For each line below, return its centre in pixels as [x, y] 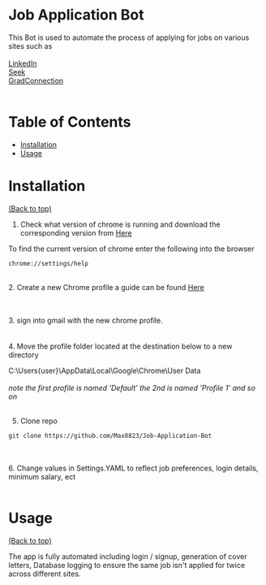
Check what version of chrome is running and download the [120, 224]
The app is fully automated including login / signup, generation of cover [128, 556]
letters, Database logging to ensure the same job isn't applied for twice [127, 565]
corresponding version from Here [76, 232]
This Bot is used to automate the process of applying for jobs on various [129, 37]
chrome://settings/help [49, 263]
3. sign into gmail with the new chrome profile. [86, 320]
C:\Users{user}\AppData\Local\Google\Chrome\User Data [105, 370]
